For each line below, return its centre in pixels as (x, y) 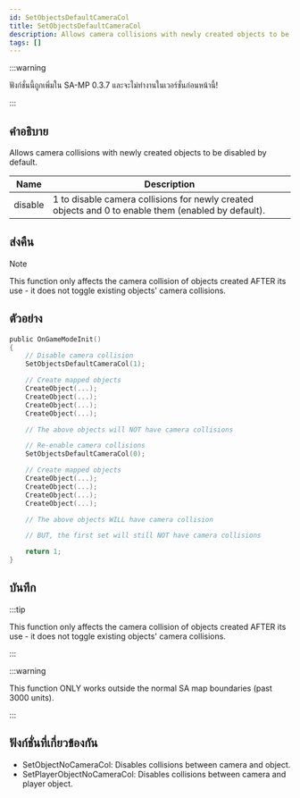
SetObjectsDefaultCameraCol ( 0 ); (85, 454)
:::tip (17, 609)
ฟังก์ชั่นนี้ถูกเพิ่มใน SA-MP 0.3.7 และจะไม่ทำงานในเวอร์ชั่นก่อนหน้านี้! (114, 85)
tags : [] (25, 42)
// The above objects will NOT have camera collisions (129, 430)
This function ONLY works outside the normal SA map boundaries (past (141, 688)
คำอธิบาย (29, 131)
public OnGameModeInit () (55, 339)
